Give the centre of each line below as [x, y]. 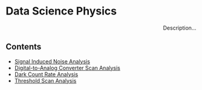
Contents [24, 47]
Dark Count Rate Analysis [46, 74]
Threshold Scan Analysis [45, 80]
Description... [180, 28]
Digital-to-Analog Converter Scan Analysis [67, 68]
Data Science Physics [61, 11]
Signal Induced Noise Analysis [52, 61]
